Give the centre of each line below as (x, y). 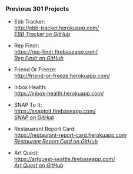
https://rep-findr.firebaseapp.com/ (56, 52)
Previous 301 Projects (37, 9)
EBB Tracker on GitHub (42, 34)
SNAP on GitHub (34, 117)
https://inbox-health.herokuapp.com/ (59, 94)
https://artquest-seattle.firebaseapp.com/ (64, 159)
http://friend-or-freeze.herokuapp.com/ (62, 76)
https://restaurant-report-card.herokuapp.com (70, 135)
